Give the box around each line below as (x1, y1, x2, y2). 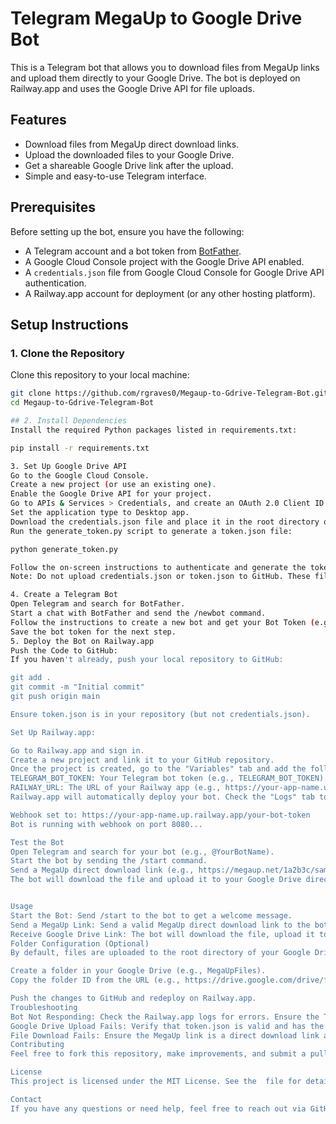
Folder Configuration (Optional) (10, 938, 150, 949)
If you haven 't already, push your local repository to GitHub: (10, 655, 284, 665)
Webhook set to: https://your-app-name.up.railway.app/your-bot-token (10, 810, 311, 820)
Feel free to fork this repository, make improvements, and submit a (10, 1049, 307, 1059)
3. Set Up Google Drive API (10, 461, 128, 471)
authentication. (24, 277, 87, 289)
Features (10, 112, 67, 129)
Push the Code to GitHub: (10, 645, 118, 656)
